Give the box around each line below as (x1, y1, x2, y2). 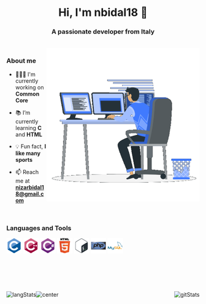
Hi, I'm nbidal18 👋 (58, 6, 148, 20)
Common (15, 90, 40, 97)
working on (15, 83, 44, 91)
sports (15, 156, 32, 163)
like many (15, 150, 41, 157)
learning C (15, 124, 42, 131)
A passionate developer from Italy (51, 28, 155, 36)
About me (6, 56, 37, 65)
